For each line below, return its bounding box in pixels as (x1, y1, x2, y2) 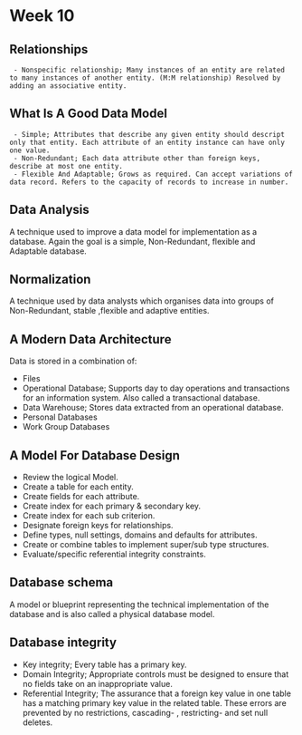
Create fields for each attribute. (22, 491, 140, 502)
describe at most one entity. (9, 161, 124, 170)
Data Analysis (9, 202, 90, 218)
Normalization (9, 272, 91, 287)
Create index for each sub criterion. (22, 510, 156, 521)
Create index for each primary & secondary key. (22, 500, 202, 512)
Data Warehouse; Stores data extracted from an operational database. (22, 402, 284, 413)
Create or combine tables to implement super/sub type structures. (22, 539, 269, 550)
